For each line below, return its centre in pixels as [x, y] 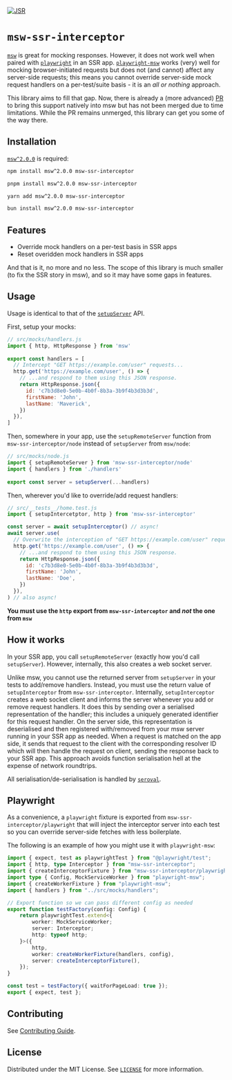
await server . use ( [33, 533]
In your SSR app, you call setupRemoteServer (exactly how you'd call [104, 657]
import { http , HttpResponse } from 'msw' [69, 346]
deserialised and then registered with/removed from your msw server [106, 729]
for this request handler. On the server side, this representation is [100, 721]
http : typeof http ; [60, 935]
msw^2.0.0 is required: [38, 158]
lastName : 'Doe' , [50, 578]
